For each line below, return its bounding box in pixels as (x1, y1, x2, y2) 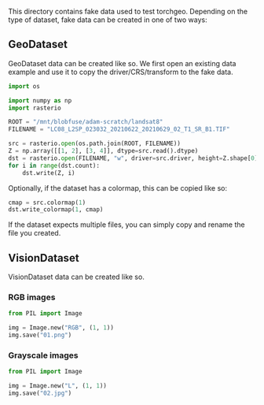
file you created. (8, 229, 61, 238)
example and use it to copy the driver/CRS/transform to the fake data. (8, 67, 233, 76)
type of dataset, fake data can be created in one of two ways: (8, 15, 207, 24)
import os (8, 82, 41, 90)
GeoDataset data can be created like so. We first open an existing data (8, 58, 236, 68)
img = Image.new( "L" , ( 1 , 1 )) (8, 382, 108, 390)
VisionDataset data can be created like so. (8, 272, 145, 282)
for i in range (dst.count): (8, 162, 101, 169)
